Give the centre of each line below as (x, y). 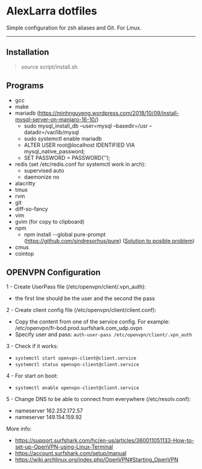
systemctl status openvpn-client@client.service (77, 365)
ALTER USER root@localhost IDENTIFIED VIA (79, 145)
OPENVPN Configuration (54, 272)
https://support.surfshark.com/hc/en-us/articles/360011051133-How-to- (104, 441)
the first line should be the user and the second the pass (85, 298)
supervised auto (44, 170)
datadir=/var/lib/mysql (51, 132)
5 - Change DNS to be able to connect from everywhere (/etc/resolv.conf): (99, 399)
